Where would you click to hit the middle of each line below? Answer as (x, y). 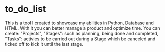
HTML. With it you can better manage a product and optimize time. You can (83, 28)
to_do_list (26, 9)
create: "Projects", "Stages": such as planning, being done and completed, (82, 33)
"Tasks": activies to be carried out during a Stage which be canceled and (80, 39)
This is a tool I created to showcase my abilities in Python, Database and (79, 23)
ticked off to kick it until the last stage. (44, 44)
